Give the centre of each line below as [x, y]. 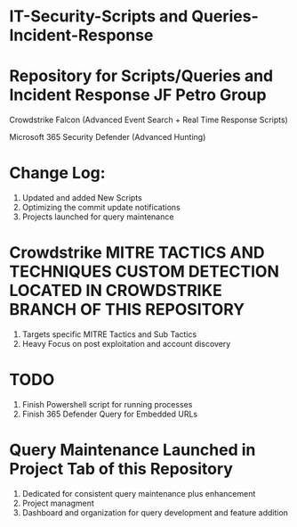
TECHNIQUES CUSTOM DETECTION [144, 272]
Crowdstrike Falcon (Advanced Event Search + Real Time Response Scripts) [149, 120]
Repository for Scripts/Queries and [141, 76]
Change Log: [57, 173]
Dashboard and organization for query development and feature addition [155, 512]
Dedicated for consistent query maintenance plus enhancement [139, 493]
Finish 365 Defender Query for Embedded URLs [110, 414]
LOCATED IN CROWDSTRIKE [116, 291]
